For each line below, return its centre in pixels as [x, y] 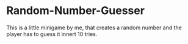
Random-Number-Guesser [76, 11]
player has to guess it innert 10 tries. [52, 34]
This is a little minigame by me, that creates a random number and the [94, 28]
